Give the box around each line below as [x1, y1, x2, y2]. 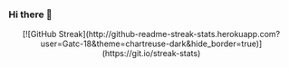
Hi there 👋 [8, 8, 53, 21]
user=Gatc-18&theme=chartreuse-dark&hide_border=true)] [40, 38, 263, 49]
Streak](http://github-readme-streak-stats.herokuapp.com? [58, 29, 281, 40]
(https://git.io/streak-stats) [101, 48, 201, 59]
